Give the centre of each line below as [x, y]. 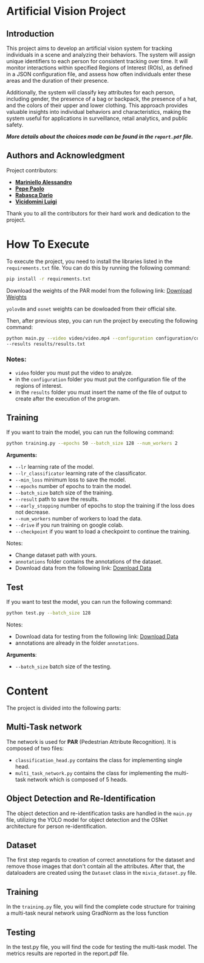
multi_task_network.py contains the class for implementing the [94, 773]
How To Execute [48, 244]
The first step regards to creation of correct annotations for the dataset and [101, 860]
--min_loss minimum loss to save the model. [70, 480]
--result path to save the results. [57, 499]
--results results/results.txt [46, 344]
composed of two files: [35, 748]
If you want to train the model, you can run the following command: [90, 432]
